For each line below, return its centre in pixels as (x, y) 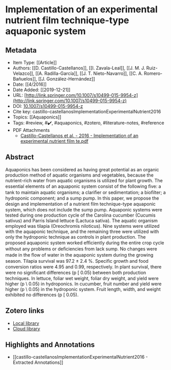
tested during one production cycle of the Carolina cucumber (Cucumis (81, 215)
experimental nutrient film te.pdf (54, 141)
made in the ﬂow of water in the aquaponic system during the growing (79, 255)
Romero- (153, 73)
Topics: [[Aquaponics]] (37, 117)
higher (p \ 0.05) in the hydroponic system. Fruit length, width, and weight (83, 289)
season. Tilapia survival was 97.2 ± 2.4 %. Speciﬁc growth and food (77, 261)
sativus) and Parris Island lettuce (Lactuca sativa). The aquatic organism (81, 220)
